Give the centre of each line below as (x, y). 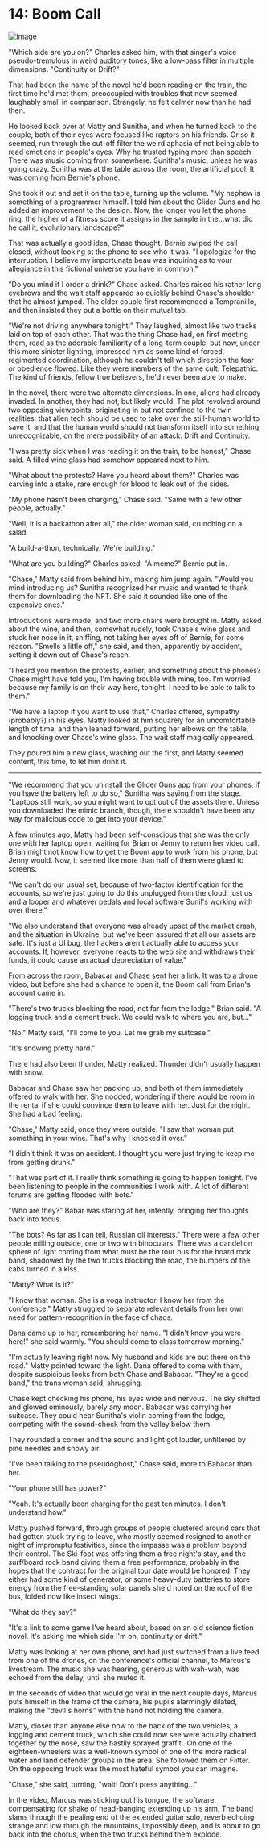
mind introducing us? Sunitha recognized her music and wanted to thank (129, 587)
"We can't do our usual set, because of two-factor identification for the (126, 884)
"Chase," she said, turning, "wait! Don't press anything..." (103, 1784)
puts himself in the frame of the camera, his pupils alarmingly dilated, (123, 1701)
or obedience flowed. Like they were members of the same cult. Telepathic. (133, 368)
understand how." (37, 1512)
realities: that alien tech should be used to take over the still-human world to (134, 418)
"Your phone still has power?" (57, 1487)
